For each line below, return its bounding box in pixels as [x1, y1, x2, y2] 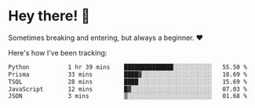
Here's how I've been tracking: [8, 48, 107, 57]
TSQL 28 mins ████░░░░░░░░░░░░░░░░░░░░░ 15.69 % [8, 77, 247, 85]
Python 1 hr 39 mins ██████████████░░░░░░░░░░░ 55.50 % [8, 63, 247, 71]
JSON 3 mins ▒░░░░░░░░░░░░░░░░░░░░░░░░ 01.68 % [8, 92, 247, 100]
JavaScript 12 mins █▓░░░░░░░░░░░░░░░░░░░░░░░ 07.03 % [8, 85, 247, 93]
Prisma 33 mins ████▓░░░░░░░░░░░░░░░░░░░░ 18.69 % [8, 70, 247, 78]
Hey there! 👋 [8, 7, 90, 25]
